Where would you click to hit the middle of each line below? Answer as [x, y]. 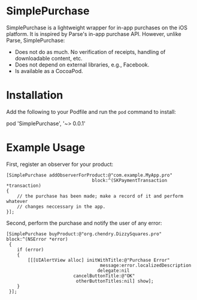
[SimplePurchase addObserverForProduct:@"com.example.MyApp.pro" [89, 175]
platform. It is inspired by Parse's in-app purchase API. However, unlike [94, 34]
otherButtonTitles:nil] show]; [115, 281]
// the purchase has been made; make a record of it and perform [100, 196]
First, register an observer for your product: [60, 164]
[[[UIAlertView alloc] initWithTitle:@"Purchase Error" [99, 260]
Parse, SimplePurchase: [36, 40]
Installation [35, 96]
